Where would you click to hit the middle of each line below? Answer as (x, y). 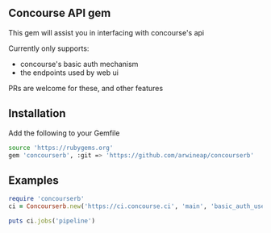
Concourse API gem (60, 13)
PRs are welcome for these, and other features (86, 88)
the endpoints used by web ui (69, 73)
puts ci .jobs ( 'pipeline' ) (52, 221)
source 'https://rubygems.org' (61, 148)
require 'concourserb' (46, 199)
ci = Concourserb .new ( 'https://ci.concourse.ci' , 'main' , (108, 206)
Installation (37, 113)
